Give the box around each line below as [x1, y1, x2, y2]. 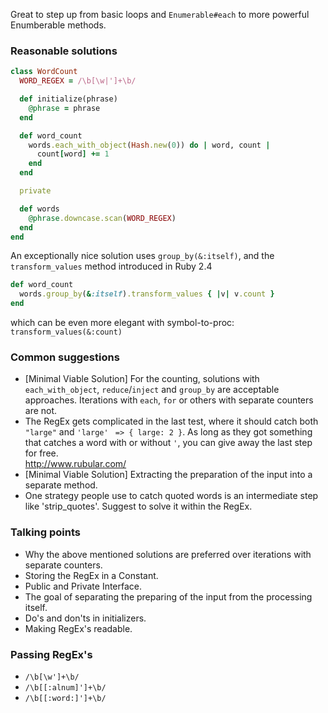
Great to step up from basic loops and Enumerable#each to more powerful [10, 9, 310, 20]
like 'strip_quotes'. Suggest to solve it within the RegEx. [24, 500, 253, 513]
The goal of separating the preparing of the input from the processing [24, 590, 313, 603]
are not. [24, 405, 58, 417]
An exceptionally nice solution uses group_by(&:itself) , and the [10, 250, 275, 262]
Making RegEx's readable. [24, 622, 133, 634]
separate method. [24, 479, 98, 491]
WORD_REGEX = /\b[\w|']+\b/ [19, 76, 137, 86]
